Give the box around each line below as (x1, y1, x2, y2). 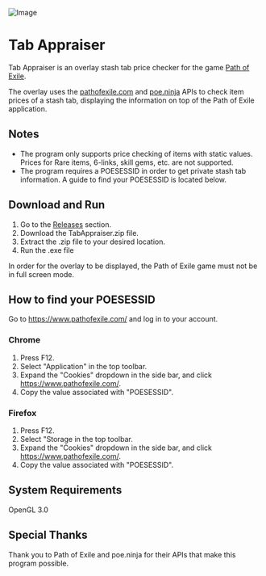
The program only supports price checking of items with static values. (19, 149, 253, 158)
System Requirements (8, 483, 123, 497)
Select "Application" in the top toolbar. (19, 361, 148, 371)
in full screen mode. (8, 269, 75, 279)
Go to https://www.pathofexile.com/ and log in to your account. (8, 314, 218, 324)
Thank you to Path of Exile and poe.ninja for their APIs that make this (8, 549, 236, 559)
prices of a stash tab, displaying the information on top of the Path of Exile (8, 95, 256, 105)
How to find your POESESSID (8, 292, 156, 306)
